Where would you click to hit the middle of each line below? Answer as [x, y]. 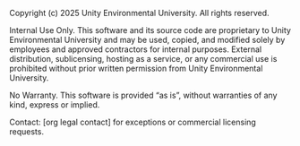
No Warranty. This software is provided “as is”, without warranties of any [143, 95]
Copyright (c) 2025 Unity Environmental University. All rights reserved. [140, 13]
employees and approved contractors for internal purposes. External [136, 49]
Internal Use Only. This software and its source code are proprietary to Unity [150, 30]
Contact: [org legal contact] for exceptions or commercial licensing [133, 122]
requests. [27, 132]
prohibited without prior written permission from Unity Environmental [136, 68]
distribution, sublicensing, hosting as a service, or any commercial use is [143, 59]
